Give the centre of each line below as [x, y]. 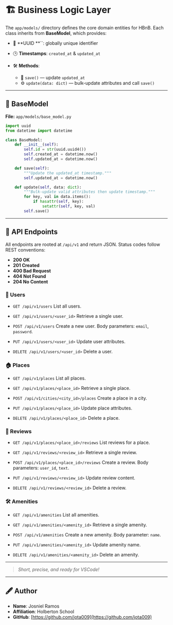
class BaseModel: [24, 140]
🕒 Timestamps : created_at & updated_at [56, 53]
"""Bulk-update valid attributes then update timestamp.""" [90, 192]
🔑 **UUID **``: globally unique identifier [55, 43]
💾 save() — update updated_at [53, 77]
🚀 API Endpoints [32, 232]
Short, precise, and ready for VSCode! [58, 569]
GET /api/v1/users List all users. [47, 306]
